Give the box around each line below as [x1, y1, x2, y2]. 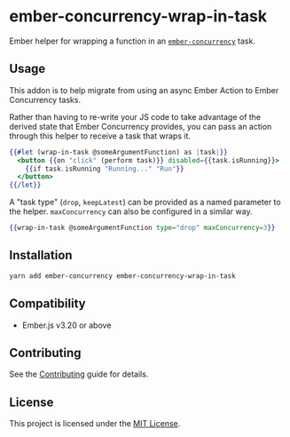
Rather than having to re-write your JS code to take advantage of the [9, 111, 262, 122]
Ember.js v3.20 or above [21, 320, 112, 330]
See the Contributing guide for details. [9, 369, 149, 379]
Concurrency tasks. [9, 94, 82, 105]
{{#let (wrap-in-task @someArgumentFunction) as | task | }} [9, 147, 228, 156]
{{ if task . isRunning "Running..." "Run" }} [25, 164, 184, 173]
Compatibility [9, 296, 86, 312]
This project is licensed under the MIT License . [9, 418, 181, 429]
